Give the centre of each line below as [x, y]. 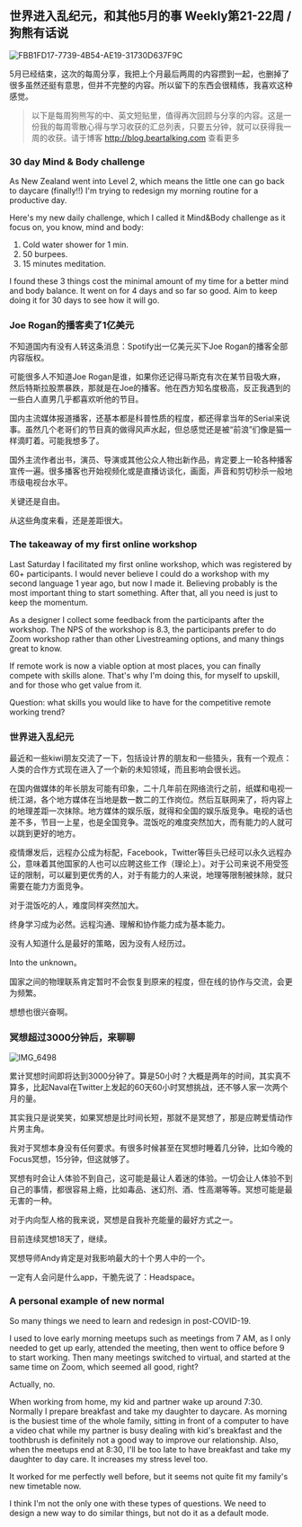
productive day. [38, 200]
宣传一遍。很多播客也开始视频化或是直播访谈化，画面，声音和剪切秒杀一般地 [151, 471]
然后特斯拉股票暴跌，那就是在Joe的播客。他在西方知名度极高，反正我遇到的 [150, 388]
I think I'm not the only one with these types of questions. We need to [138, 1503]
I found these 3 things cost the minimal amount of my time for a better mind [149, 281]
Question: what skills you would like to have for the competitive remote [140, 702]
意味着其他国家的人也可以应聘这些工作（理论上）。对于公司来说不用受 [153, 864]
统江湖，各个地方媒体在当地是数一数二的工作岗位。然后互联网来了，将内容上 [151, 799]
